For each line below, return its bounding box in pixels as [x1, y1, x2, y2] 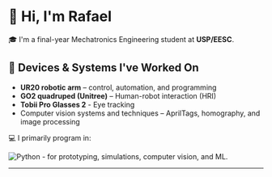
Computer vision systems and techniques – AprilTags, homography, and [19, 108, 261, 118]
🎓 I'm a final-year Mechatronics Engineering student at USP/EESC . [8, 34, 235, 44]
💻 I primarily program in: [8, 133, 91, 142]
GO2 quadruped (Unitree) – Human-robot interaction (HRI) [19, 91, 217, 100]
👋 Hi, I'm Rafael [8, 7, 112, 26]
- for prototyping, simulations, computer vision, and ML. [41, 151, 228, 161]
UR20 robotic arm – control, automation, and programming [19, 82, 217, 92]
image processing [19, 116, 81, 126]
